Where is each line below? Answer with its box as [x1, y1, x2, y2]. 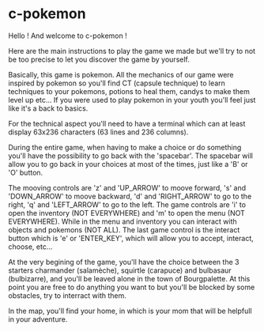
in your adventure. [8, 314, 68, 324]
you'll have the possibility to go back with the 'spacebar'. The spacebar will [8, 151, 253, 160]
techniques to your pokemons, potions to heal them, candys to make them [8, 86, 251, 96]
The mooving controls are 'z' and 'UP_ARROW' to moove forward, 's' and [8, 183, 247, 192]
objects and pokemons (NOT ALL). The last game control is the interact [8, 224, 240, 234]
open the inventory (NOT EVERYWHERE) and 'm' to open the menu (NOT [8, 208, 245, 217]
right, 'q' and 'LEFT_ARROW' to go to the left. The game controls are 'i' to [8, 199, 247, 209]
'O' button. [8, 168, 43, 177]
